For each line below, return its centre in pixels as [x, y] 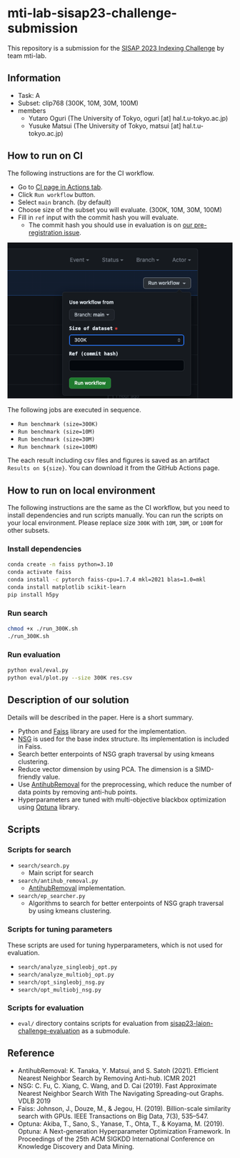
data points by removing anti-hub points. [77, 792]
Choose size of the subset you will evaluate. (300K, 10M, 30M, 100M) [120, 209]
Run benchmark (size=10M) [56, 432]
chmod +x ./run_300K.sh [43, 629]
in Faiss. [30, 746]
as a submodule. [106, 1031]
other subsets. [29, 531]
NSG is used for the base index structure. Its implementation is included [124, 739]
